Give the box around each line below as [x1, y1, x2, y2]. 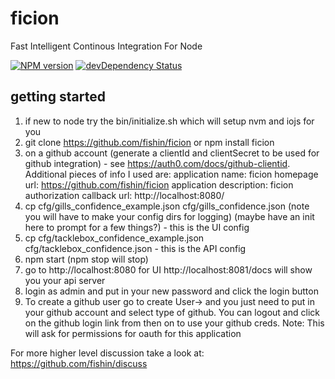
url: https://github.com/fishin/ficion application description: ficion [24, 178, 294, 191]
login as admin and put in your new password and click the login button [24, 285, 319, 297]
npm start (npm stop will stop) [24, 253, 149, 265]
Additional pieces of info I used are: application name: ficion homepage [24, 168, 319, 180]
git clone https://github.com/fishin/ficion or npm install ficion [24, 136, 275, 148]
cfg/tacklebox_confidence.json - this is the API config [24, 242, 247, 254]
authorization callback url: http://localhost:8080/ [24, 189, 225, 201]
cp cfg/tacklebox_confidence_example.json [24, 232, 205, 244]
